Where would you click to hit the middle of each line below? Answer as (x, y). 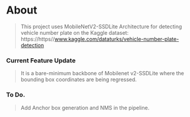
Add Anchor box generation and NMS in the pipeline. (85, 108)
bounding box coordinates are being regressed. (79, 79)
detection (32, 45)
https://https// (38, 39)
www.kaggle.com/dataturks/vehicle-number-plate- (117, 39)
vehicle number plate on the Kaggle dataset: (75, 32)
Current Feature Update (41, 61)
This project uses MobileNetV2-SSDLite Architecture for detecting (101, 26)
